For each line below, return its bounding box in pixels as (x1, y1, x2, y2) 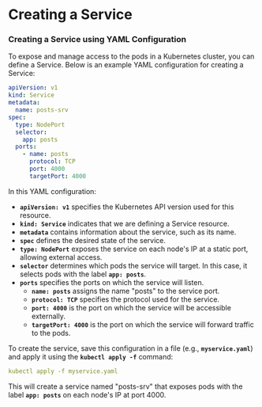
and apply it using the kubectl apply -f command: (8, 352, 174, 361)
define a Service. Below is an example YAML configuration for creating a (8, 60, 244, 70)
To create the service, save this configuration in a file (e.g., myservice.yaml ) (8, 343, 254, 353)
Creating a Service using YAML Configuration (8, 34, 187, 45)
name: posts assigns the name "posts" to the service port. (31, 286, 220, 295)
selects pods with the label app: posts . (19, 269, 147, 279)
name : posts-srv (15, 106, 69, 114)
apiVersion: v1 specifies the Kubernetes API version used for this (19, 202, 234, 211)
